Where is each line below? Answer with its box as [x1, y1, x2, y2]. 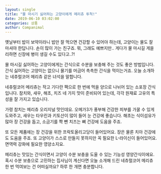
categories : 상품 [5, 20, 38, 26]
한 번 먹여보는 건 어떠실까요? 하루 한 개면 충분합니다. [5, 164, 104, 170]
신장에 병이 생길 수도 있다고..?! [17, 52, 75, 57]
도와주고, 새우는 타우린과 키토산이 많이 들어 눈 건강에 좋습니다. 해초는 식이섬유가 [5, 113, 156, 119]
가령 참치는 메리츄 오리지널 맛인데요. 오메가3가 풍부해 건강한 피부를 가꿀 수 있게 [5, 106, 155, 112]
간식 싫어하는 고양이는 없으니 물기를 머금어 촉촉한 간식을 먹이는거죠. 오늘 [5, 68, 142, 73]
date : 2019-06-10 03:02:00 [5, 16, 59, 21]
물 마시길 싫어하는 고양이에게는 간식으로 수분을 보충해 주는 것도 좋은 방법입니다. [5, 62, 155, 68]
